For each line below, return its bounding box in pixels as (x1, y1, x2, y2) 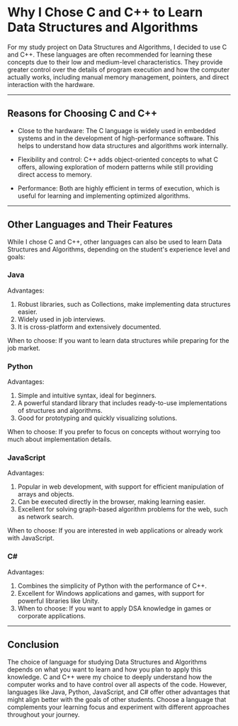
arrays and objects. (17, 490, 74, 499)
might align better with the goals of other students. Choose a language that (7, 695, 227, 703)
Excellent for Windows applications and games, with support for (17, 589, 205, 597)
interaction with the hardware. (7, 80, 95, 89)
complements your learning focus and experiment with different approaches (7, 703, 230, 711)
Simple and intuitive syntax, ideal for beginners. (17, 391, 157, 400)
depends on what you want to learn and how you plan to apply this (7, 665, 202, 674)
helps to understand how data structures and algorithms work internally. (17, 141, 228, 149)
